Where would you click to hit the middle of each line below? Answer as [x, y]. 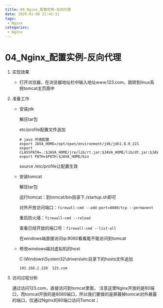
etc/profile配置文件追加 [42, 130]
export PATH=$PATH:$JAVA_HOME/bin [54, 156]
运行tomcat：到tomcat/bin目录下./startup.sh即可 [68, 197]
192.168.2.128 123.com [43, 268]
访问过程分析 [25, 277]
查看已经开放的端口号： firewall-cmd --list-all [68, 228]
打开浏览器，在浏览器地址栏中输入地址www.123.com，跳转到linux [85, 82]
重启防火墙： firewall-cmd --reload [55, 218]
